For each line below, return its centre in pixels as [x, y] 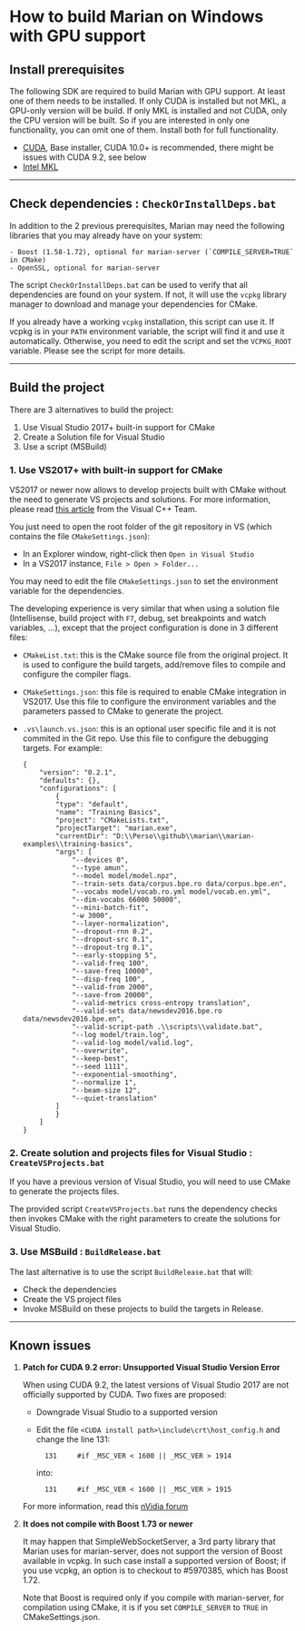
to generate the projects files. [64, 1191]
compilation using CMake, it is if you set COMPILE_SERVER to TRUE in [145, 1607]
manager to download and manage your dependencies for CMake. [134, 304]
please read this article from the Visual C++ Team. [103, 509]
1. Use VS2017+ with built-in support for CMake [116, 470]
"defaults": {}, [70, 780]
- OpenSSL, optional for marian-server [85, 268]
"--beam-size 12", [106, 1090]
